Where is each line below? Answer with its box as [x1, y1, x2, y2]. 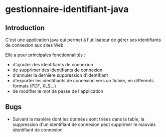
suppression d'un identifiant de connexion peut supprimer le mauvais [12, 121, 156, 127]
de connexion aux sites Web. [5, 42, 65, 48]
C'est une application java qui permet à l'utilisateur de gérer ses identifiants [5, 37, 161, 43]
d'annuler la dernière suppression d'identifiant [12, 72, 108, 78]
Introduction [5, 24, 45, 32]
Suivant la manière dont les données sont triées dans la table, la [12, 116, 144, 122]
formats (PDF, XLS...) [12, 83, 56, 89]
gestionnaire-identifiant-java [5, 4, 129, 15]
